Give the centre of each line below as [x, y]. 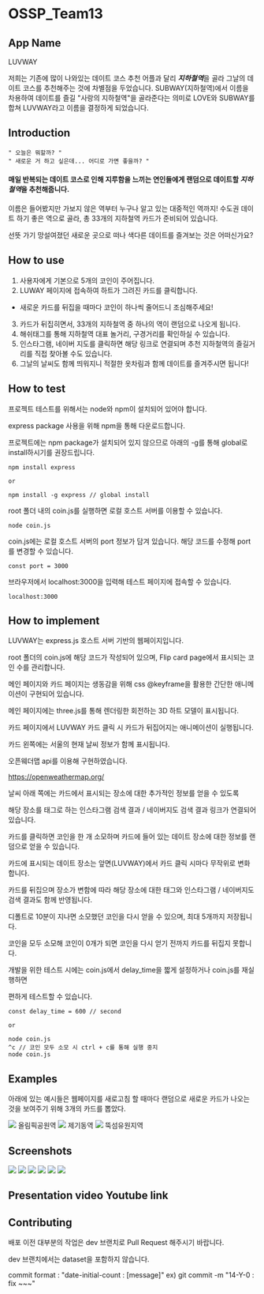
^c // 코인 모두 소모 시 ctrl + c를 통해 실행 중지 [83, 1048]
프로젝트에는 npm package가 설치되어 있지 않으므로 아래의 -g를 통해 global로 [128, 442]
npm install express [42, 467]
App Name [35, 43]
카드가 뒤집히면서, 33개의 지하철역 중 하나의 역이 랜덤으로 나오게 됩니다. [130, 324]
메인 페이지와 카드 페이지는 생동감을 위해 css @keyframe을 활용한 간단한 [121, 684]
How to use [36, 260]
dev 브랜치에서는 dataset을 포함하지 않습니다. [79, 1259]
